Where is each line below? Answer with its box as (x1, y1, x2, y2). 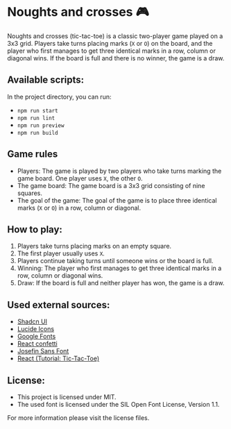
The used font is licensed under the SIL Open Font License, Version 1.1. (17, 401, 220, 408)
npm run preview (17, 121, 65, 129)
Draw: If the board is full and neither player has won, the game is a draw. (17, 279, 225, 287)
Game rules (7, 149, 58, 160)
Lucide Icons (17, 325, 54, 333)
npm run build (17, 129, 58, 136)
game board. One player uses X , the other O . (17, 174, 143, 183)
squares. (17, 189, 43, 197)
